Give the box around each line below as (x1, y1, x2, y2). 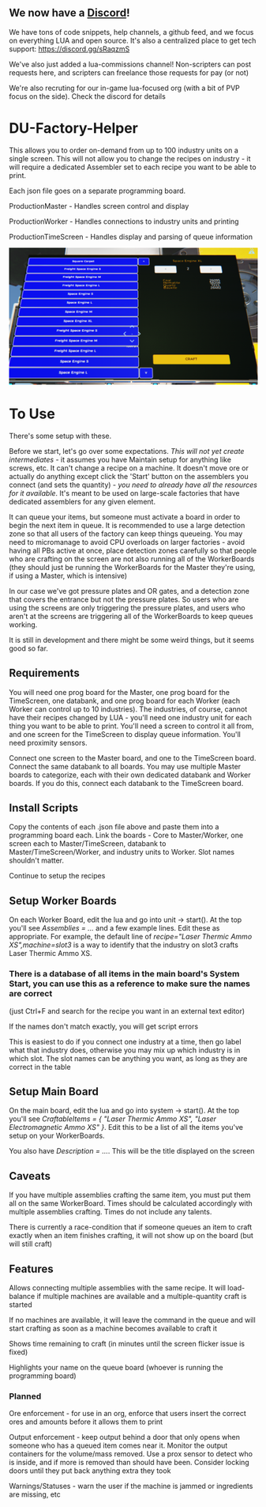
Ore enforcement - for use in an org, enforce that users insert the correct (9, 1409, 247, 1418)
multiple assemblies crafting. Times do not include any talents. (9, 1207, 212, 1217)
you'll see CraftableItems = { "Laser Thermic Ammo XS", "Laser (9, 1114, 216, 1124)
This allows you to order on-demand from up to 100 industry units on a (9, 145, 239, 155)
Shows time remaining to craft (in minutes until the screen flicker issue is (9, 1339, 245, 1348)
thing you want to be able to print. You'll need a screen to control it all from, (9, 721, 254, 731)
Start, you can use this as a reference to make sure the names (9, 978, 251, 989)
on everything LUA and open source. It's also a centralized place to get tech (9, 36, 257, 45)
